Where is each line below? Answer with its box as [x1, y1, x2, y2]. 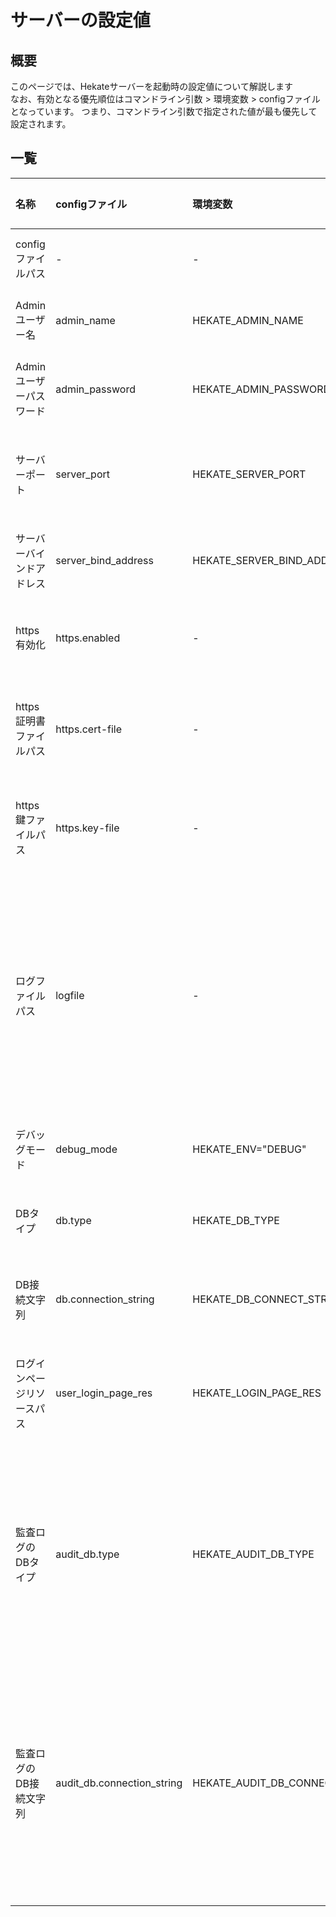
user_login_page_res [55, 1386, 153, 1400]
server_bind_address [55, 553, 154, 567]
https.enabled [55, 631, 121, 645]
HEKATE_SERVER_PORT [192, 467, 307, 481]
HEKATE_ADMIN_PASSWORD [192, 382, 332, 396]
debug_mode [55, 1142, 118, 1156]
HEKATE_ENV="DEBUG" [192, 1142, 307, 1156]
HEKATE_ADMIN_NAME [192, 313, 304, 327]
